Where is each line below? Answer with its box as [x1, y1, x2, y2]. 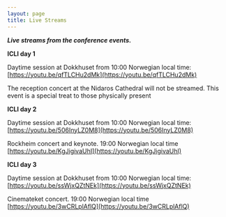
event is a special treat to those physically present [7, 91, 151, 100]
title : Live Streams [7, 17, 68, 24]
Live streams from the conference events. [7, 36, 132, 44]
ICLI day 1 [7, 50, 36, 58]
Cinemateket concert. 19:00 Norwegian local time [7, 195, 149, 203]
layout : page [7, 10, 45, 17]
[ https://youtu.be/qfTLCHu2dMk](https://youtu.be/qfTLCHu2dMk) [7, 70, 197, 79]
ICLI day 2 [7, 105, 37, 113]
